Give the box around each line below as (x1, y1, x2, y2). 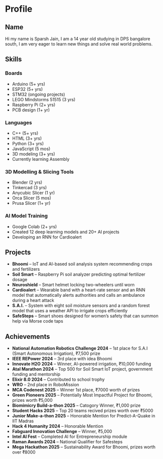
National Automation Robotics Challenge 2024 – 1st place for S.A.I (12, 346, 148, 351)
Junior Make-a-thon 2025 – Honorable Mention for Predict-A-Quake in (12, 413, 156, 419)
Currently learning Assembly (12, 156, 70, 162)
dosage (12, 277, 28, 283)
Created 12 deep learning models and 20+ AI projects (12, 229, 120, 235)
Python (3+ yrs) (12, 140, 44, 146)
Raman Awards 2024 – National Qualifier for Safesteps (12, 439, 123, 445)
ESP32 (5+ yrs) (12, 86, 43, 92)
